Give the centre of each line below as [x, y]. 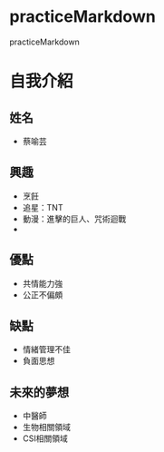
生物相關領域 [46, 427]
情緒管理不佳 [46, 349]
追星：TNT [43, 207]
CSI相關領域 [45, 438]
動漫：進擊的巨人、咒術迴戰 [74, 219]
